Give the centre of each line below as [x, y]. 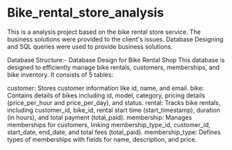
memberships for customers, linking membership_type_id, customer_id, [109, 124]
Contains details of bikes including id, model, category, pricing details [106, 95]
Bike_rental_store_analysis [86, 13]
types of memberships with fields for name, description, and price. [102, 139]
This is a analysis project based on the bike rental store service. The [104, 32]
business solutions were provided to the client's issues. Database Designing [115, 39]
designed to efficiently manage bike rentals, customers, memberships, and [113, 67]
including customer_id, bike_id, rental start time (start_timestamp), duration [114, 110]
